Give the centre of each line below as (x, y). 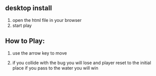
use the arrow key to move (39, 53)
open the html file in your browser (47, 20)
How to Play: (25, 41)
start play (22, 25)
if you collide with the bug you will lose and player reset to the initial (82, 63)
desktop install (29, 8)
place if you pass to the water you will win (55, 68)
